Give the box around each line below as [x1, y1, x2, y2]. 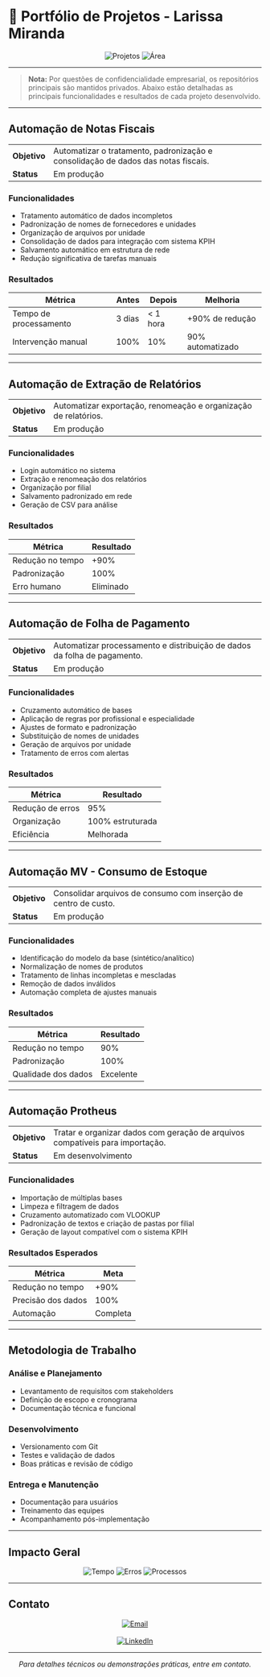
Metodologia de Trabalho [8, 1343, 137, 1357]
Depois [149, 294, 178, 305]
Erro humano [12, 580, 62, 592]
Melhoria [204, 294, 240, 305]
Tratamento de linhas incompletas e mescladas [19, 970, 177, 980]
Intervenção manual [12, 336, 88, 347]
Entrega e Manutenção [8, 1479, 99, 1490]
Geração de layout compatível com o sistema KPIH [19, 1227, 188, 1236]
